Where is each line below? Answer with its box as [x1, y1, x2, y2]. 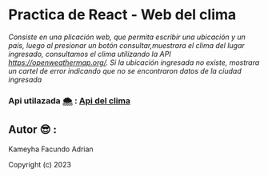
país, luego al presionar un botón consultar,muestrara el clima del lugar [8, 40, 246, 50]
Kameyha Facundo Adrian [8, 144, 94, 154]
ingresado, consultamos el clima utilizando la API [8, 49, 171, 58]
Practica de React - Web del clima [8, 6, 237, 24]
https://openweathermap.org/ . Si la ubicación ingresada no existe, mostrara [8, 58, 260, 67]
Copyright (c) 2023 [8, 159, 72, 169]
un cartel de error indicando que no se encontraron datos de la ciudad [8, 66, 242, 75]
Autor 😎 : [8, 123, 58, 137]
